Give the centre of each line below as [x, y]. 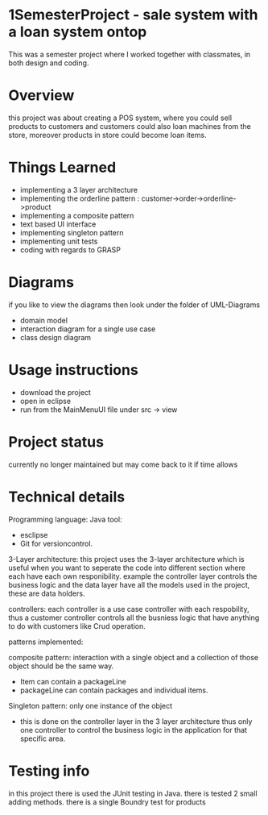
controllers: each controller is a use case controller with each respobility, [129, 609]
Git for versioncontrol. [56, 543]
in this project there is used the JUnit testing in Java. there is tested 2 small [133, 793]
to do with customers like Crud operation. [77, 626]
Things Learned [62, 168]
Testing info [49, 771]
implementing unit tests [59, 241]
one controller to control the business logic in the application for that [134, 730]
